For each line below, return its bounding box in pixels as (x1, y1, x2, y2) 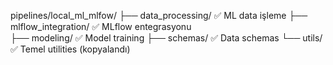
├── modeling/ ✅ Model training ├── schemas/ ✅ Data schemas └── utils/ (10, 32, 323, 44)
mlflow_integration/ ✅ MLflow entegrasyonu (10, 21, 192, 32)
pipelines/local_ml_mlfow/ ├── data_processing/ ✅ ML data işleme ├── (10, 10, 308, 21)
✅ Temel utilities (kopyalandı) (10, 43, 131, 55)
